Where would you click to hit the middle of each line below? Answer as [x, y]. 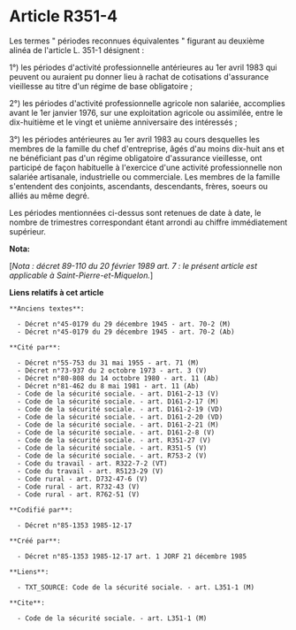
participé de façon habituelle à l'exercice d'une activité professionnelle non [146, 167]
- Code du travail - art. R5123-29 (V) [91, 471]
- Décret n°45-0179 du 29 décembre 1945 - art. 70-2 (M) [124, 324]
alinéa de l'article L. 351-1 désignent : [77, 50]
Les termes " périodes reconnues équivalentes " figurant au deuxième [137, 41]
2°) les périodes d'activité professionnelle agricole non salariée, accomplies [147, 103]
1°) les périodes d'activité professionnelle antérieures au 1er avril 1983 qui [143, 67]
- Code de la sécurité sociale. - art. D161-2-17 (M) [118, 401]
